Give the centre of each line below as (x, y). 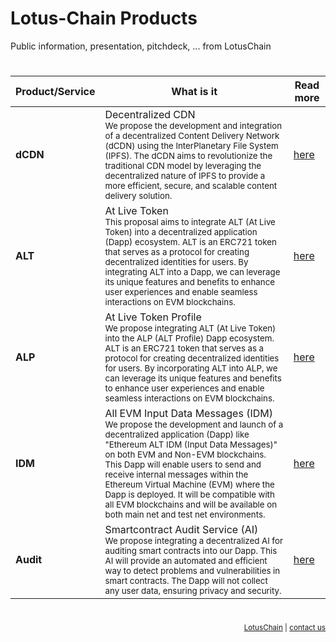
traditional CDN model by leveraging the (183, 166)
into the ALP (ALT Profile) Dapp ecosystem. (189, 338)
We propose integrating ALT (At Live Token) (190, 328)
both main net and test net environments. (185, 515)
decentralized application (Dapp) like (177, 435)
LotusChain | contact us (284, 628)
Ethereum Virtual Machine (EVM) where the (189, 485)
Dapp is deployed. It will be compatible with (189, 495)
